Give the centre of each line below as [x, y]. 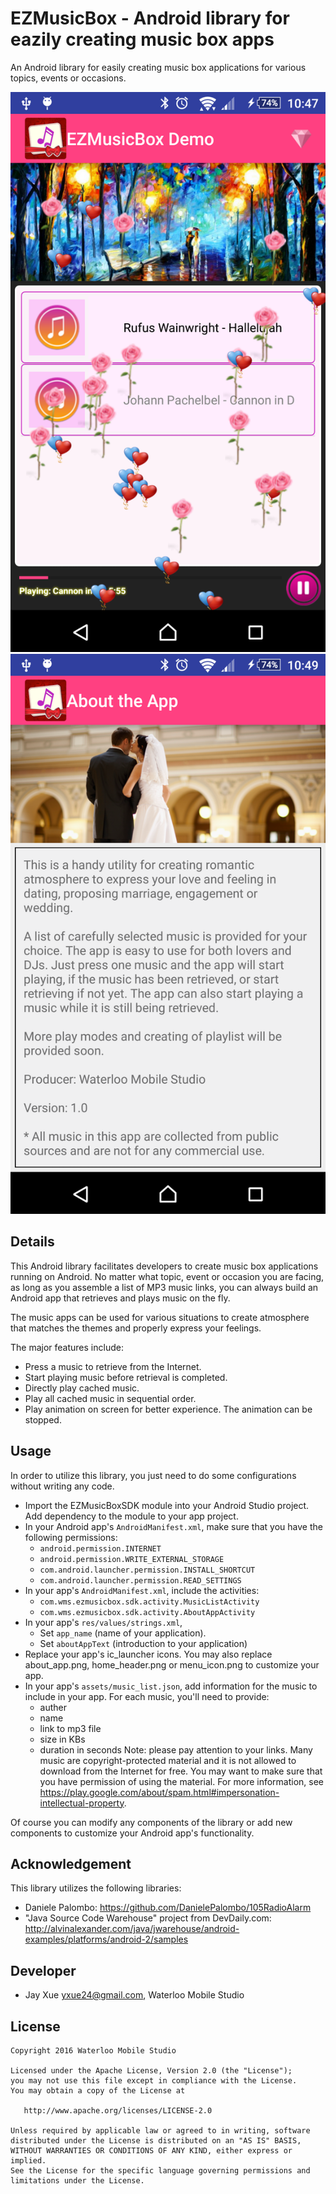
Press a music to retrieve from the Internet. [113, 1366]
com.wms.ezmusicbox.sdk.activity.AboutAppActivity [147, 1612]
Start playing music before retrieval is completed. [126, 1377]
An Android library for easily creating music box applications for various [158, 67]
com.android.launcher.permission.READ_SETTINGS [140, 1580]
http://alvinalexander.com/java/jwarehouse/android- [132, 1929]
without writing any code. [62, 1486]
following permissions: [71, 1537]
